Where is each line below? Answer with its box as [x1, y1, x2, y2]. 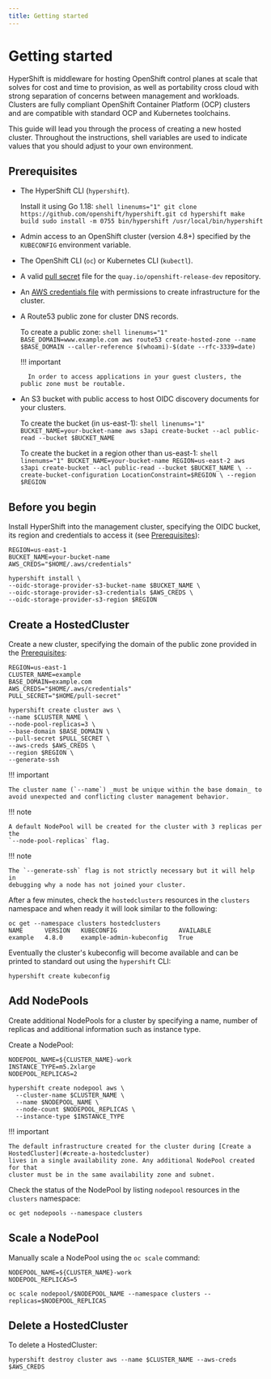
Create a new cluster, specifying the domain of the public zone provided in [8, 640, 257, 649]
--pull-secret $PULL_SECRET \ [8, 734, 111, 743]
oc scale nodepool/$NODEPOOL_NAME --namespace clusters [8, 1290, 201, 1298]
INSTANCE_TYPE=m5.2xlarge [8, 1063, 95, 1071]
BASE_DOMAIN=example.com [8, 678, 92, 686]
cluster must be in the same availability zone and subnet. [8, 1171, 216, 1179]
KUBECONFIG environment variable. [19, 240, 132, 250]
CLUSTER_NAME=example [8, 670, 82, 679]
